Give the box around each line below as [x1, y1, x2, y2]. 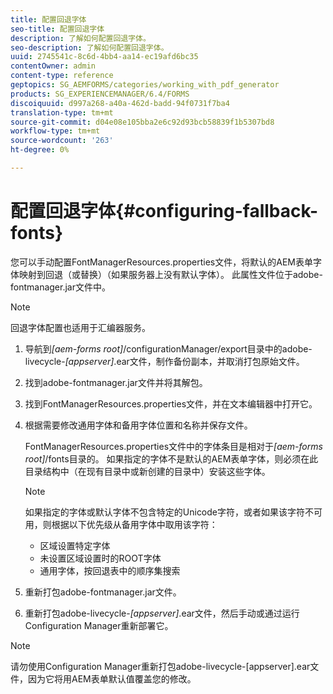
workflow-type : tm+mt [10, 126, 101, 136]
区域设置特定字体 [39, 539, 111, 551]
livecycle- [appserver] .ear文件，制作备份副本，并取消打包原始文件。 [24, 355, 305, 367]
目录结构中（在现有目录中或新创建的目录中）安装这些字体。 [24, 465, 271, 477]
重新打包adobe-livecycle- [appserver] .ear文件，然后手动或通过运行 [24, 607, 300, 619]
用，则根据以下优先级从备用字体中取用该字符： [24, 518, 218, 530]
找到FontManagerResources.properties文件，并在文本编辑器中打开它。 [24, 397, 318, 410]
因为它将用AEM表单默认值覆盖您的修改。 [27, 672, 197, 685]
